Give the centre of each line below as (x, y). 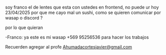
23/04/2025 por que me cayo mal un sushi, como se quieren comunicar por (83, 12)
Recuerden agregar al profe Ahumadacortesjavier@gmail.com (69, 47)
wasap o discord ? (24, 18)
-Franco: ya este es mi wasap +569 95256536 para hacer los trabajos (77, 37)
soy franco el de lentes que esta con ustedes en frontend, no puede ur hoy (82, 7)
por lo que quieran (24, 27)
